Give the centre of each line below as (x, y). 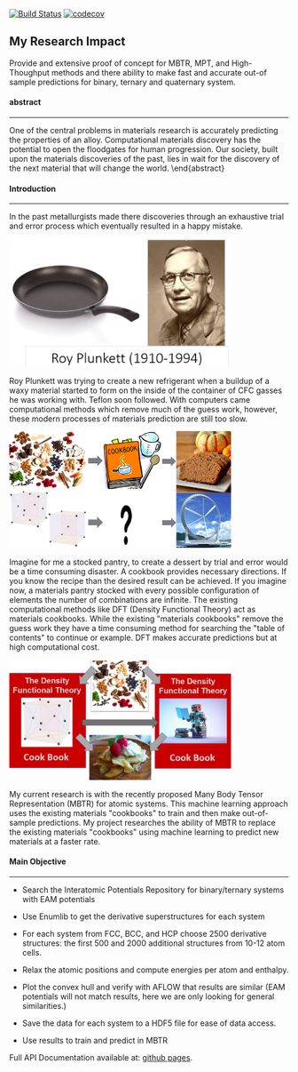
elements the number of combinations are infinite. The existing (124, 600)
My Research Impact (67, 41)
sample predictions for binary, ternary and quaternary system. (123, 82)
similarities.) (44, 1005)
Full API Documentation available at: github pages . (101, 1057)
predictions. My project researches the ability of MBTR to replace (157, 822)
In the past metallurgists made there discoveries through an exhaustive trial (147, 217)
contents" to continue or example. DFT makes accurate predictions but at (143, 638)
